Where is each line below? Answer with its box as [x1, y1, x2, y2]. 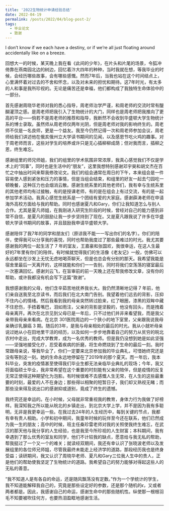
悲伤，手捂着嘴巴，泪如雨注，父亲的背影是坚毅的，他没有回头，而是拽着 [14, 304, 164, 310]
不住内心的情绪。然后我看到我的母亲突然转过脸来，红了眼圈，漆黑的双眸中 [5, 297, 159, 303]
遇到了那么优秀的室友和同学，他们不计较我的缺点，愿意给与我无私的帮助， [9, 434, 164, 440]
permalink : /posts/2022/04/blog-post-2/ [5, 17, 92, 22]
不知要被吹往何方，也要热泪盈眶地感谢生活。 [9, 495, 102, 500]
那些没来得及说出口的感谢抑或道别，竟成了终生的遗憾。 [5, 385, 120, 391]
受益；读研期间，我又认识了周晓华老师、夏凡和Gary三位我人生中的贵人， [5, 453, 156, 459]
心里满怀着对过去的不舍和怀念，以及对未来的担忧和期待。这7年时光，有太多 [5, 79, 162, 85]
